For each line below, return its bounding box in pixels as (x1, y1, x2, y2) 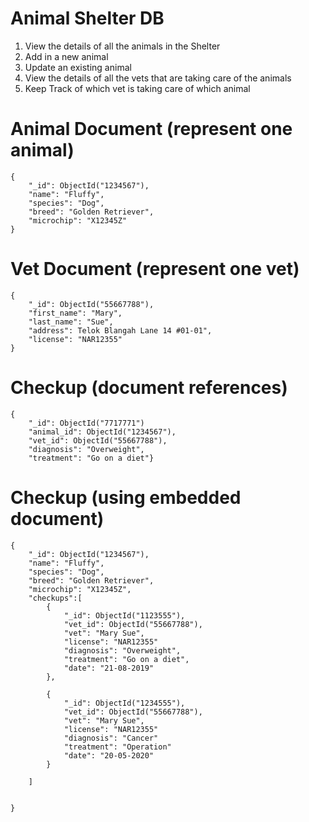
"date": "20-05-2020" (63, 750, 155, 761)
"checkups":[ (28, 593, 83, 603)
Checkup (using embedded (10, 486, 242, 509)
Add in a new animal (24, 50, 109, 62)
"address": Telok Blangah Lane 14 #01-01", (28, 325, 213, 336)
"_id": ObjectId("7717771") (28, 418, 145, 428)
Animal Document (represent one (10, 118, 293, 141)
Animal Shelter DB (10, 7, 165, 30)
